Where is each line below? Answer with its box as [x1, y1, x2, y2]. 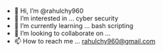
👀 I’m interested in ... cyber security [14, 14, 119, 22]
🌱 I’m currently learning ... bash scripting [14, 22, 134, 30]
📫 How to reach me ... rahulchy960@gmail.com [14, 37, 156, 45]
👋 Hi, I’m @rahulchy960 [14, 7, 84, 15]
